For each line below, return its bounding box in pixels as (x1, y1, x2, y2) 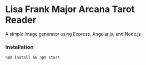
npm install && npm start (5, 55, 60, 60)
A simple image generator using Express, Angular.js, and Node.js (5, 31, 141, 37)
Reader (5, 14, 37, 26)
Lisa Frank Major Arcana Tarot (5, 4, 135, 15)
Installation (5, 43, 34, 50)
